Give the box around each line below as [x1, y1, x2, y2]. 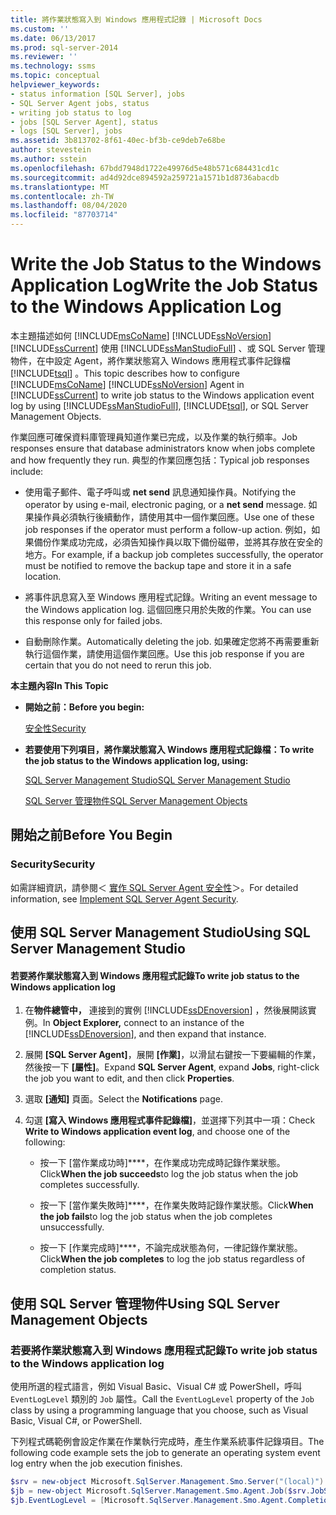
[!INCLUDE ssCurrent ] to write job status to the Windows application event [10, 389, 315, 401]
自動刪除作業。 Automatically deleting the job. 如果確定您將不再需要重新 [24, 635, 320, 647]
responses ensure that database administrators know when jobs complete [10, 442, 316, 454]
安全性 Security [24, 722, 87, 734]
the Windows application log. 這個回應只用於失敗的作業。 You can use [24, 603, 312, 615]
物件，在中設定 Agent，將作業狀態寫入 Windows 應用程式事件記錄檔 [10, 354, 292, 366]
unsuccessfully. [39, 1221, 105, 1233]
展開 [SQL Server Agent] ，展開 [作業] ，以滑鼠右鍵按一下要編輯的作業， [24, 1049, 322, 1061]
